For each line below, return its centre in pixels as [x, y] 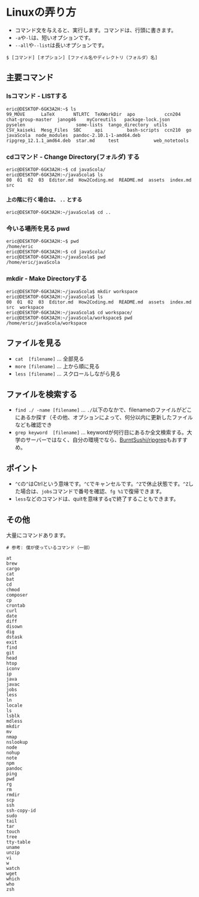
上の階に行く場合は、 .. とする [44, 199]
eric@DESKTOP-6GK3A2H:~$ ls [41, 109]
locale [14, 705]
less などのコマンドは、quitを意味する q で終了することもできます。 [97, 499]
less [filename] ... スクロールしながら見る [68, 374]
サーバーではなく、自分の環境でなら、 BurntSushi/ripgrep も [99, 440]
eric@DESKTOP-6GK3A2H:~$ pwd [43, 242]
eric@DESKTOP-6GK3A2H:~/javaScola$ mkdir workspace [72, 291]
